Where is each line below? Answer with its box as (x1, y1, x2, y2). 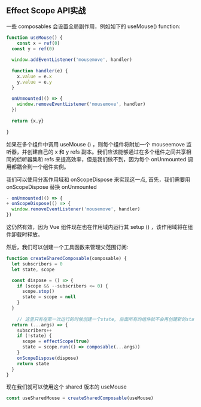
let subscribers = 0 (11, 261, 63, 267)
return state (17, 360, 50, 366)
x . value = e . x (17, 74, 52, 79)
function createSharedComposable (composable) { (6, 256, 127, 262)
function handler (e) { (11, 68, 68, 74)
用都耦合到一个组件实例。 (6, 163, 69, 170)
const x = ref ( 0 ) (17, 40, 60, 46)
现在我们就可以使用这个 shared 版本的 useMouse (6, 383, 127, 390)
